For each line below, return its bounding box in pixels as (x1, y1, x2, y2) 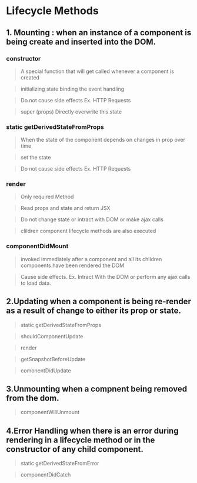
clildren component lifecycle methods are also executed (20, 228, 156, 235)
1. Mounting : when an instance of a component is (6, 28, 192, 38)
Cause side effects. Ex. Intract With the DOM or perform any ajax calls (20, 273, 191, 280)
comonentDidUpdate (20, 367, 72, 374)
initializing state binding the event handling (20, 85, 125, 92)
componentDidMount (6, 242, 69, 251)
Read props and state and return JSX (20, 205, 111, 212)
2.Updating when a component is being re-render (6, 297, 191, 307)
